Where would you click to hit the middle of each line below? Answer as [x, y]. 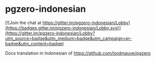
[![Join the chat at [23, 23]
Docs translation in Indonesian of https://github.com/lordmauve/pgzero [78, 53]
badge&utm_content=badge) [35, 43]
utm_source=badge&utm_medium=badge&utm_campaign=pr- [69, 38]
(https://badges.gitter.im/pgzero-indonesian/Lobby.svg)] [63, 28]
